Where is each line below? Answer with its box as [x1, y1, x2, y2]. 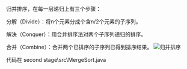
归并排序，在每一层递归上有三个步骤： [6, 5, 101, 12]
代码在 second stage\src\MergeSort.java [6, 56, 106, 63]
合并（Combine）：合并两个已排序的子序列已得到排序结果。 [6, 44, 153, 50]
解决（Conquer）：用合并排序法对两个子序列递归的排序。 [6, 31, 147, 38]
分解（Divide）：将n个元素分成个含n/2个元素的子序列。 [6, 18, 141, 25]
